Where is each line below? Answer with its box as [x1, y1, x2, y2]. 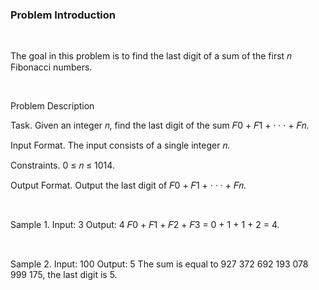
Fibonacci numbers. [10, 61, 93, 73]
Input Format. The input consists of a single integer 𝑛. [10, 139, 230, 152]
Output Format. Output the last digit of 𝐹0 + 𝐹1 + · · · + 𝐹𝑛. [10, 179, 247, 192]
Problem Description [10, 100, 95, 112]
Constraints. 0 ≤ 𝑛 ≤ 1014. [10, 159, 115, 172]
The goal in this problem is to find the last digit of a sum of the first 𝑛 [10, 50, 292, 62]
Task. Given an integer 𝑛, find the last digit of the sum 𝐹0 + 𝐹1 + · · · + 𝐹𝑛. [10, 119, 310, 132]
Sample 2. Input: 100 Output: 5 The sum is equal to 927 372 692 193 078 [10, 258, 309, 270]
